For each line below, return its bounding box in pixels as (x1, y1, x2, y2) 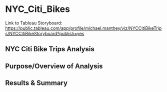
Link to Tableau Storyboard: (5, 20, 62, 26)
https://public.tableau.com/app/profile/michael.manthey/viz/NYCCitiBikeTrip (5, 25, 162, 31)
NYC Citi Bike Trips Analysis (5, 45, 95, 53)
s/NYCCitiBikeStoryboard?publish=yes (5, 30, 84, 36)
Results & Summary (5, 79, 68, 88)
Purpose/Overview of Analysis (5, 62, 103, 70)
